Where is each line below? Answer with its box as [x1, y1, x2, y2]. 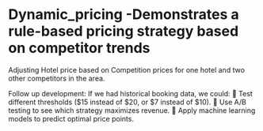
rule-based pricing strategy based [8, 22, 239, 40]
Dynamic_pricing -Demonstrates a [8, 6, 239, 24]
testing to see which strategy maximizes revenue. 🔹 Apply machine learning [8, 105, 256, 115]
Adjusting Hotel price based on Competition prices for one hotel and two [8, 65, 246, 74]
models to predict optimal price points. [8, 114, 135, 123]
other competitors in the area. [8, 73, 105, 83]
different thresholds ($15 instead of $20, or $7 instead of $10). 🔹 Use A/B [8, 97, 247, 107]
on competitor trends [8, 39, 151, 57]
